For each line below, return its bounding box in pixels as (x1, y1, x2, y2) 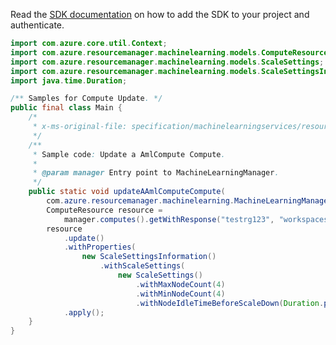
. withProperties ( (63, 242, 137, 253)
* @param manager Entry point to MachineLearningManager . (32, 168, 280, 178)
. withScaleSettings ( (99, 261, 186, 271)
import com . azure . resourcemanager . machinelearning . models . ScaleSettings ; (10, 57, 325, 67)
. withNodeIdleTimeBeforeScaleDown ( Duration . (135, 298, 325, 308)
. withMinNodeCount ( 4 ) (135, 289, 226, 299)
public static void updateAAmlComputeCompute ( (28, 187, 226, 197)
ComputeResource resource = (46, 205, 163, 215)
